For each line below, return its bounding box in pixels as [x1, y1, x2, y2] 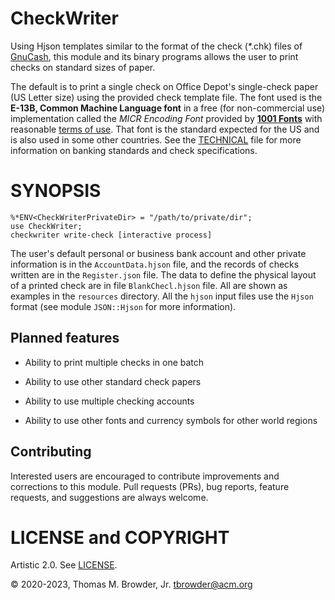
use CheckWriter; [10, 221, 83, 231]
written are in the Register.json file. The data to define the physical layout [10, 268, 317, 281]
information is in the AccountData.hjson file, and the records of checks [10, 258, 300, 270]
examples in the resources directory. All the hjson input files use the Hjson [10, 290, 314, 302]
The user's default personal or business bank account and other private [10, 247, 307, 259]
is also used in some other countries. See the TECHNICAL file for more [10, 133, 302, 146]
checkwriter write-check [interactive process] [10, 230, 213, 240]
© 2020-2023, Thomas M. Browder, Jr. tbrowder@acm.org [10, 578, 253, 591]
